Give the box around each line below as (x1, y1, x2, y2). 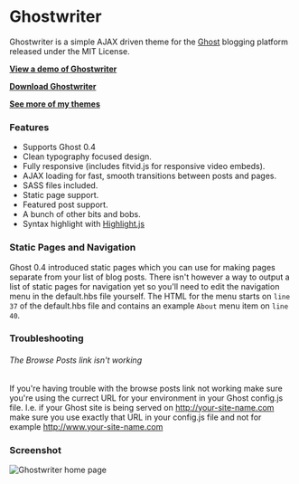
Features (9, 120, 50, 133)
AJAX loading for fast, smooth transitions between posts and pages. (22, 170, 277, 182)
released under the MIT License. (9, 45, 130, 56)
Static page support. (22, 190, 99, 201)
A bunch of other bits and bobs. (22, 209, 142, 220)
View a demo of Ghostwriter (9, 63, 117, 74)
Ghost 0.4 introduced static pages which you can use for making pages (9, 261, 276, 272)
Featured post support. (22, 199, 108, 210)
